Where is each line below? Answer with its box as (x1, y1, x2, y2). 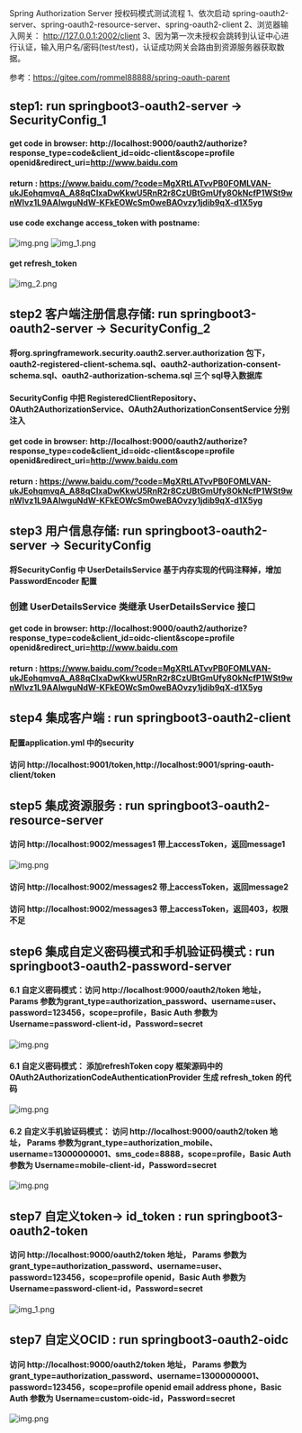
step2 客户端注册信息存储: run (9, 306, 178, 322)
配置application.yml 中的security (9, 737, 135, 748)
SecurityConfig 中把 (9, 392, 86, 403)
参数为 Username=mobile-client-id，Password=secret (9, 1159, 218, 1170)
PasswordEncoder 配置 (9, 575, 97, 586)
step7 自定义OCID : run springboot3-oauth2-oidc (9, 1332, 289, 1347)
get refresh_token (9, 258, 78, 269)
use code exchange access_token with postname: (9, 217, 200, 228)
